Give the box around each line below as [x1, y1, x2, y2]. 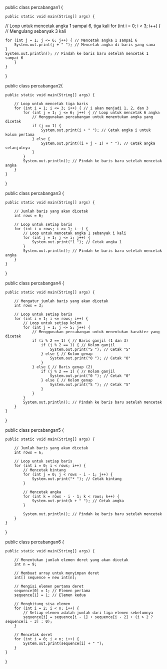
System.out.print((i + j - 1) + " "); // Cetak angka [40, 141, 155, 146]
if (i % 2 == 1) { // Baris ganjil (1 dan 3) [31, 338, 128, 343]
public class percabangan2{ [5, 83, 63, 88]
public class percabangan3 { [5, 190, 64, 196]
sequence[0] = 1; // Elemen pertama [14, 588, 91, 593]
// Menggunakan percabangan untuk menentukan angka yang [31, 115, 153, 120]
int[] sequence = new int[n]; [14, 575, 77, 580]
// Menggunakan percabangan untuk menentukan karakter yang [31, 329, 160, 334]
